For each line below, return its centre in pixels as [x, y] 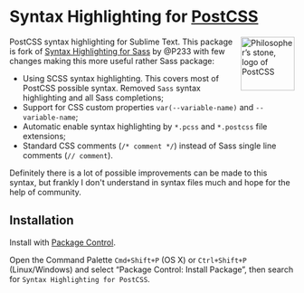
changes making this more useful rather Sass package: [112, 61]
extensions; [44, 136]
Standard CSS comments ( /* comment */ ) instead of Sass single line [149, 146]
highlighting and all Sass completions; [93, 98]
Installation [42, 220]
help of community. [45, 192]
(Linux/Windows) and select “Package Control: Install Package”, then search [152, 269]
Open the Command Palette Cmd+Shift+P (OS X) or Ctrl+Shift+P [128, 260]
